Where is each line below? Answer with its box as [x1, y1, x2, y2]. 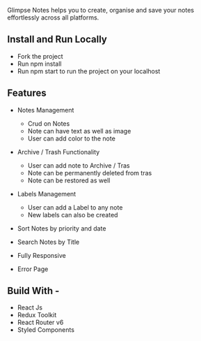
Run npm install [17, 59, 62, 68]
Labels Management [17, 189, 77, 198]
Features [7, 87, 47, 99]
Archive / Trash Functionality [17, 147, 100, 156]
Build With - [7, 285, 60, 297]
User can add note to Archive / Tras [27, 161, 130, 170]
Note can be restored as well [27, 176, 111, 184]
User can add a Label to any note [27, 203, 123, 212]
